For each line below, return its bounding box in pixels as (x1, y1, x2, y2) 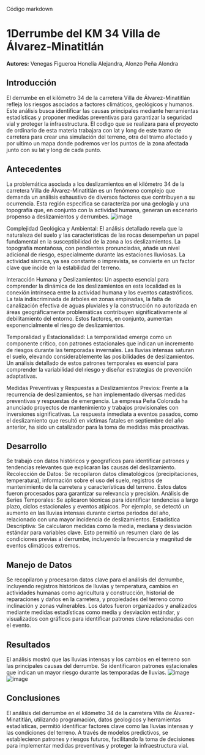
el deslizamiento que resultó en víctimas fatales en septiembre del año (6, 416, 184, 424)
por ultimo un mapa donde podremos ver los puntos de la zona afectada (6, 139, 188, 147)
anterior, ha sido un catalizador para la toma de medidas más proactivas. (6, 423, 190, 431)
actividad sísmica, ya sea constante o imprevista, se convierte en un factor (6, 257, 195, 264)
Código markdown (6, 6, 53, 12)
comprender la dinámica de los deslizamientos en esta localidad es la (6, 282, 182, 289)
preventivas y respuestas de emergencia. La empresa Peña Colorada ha (6, 397, 188, 404)
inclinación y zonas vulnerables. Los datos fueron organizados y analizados (6, 602, 197, 610)
